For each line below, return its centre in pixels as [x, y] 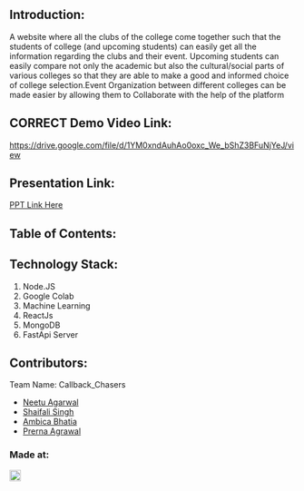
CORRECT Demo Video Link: [91, 123]
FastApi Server [50, 334]
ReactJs [38, 315]
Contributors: [49, 363]
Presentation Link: [62, 184]
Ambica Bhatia [49, 422]
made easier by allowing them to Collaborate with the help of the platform [147, 94]
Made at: [29, 455]
